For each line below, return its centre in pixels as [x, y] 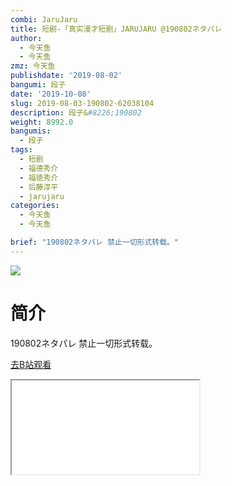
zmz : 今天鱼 [33, 66]
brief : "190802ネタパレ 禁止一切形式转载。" [95, 242]
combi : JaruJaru [44, 19]
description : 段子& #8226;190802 [76, 112]
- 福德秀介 [39, 168]
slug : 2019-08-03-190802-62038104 [82, 103]
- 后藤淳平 [39, 187]
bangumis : [31, 131]
